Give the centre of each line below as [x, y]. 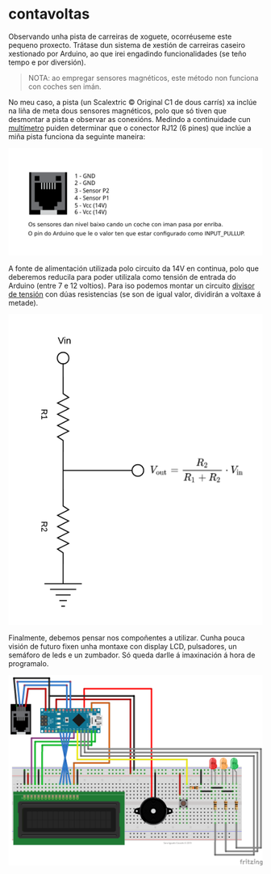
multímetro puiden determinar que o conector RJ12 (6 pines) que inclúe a [130, 128]
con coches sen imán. [65, 87]
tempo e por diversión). [47, 62]
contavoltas [49, 14]
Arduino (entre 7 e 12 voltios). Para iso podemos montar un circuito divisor [132, 285]
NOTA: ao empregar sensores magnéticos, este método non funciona [143, 78]
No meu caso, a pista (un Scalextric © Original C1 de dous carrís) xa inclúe [133, 102]
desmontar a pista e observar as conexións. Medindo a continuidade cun [130, 119]
